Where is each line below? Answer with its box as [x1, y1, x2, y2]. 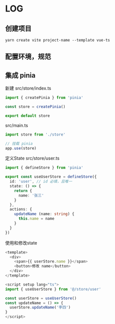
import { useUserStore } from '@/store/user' [5, 286, 101, 291]
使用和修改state [5, 239, 37, 245]
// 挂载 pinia [5, 141, 33, 146]
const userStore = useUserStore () [5, 295, 77, 300]
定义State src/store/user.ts [5, 155, 60, 161]
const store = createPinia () [5, 104, 66, 109]
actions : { [9, 207, 32, 212]
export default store [5, 113, 50, 118]
